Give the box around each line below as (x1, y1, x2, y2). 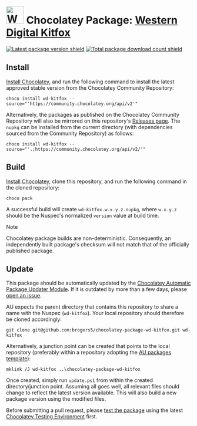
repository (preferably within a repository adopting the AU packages (6, 349, 172, 356)
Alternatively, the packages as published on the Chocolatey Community (6, 111, 179, 118)
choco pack (6, 195, 33, 201)
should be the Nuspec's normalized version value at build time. (6, 212, 159, 219)
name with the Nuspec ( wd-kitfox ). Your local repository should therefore (6, 310, 184, 317)
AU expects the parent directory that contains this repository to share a (6, 303, 178, 310)
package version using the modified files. (6, 395, 106, 403)
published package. (6, 247, 54, 254)
